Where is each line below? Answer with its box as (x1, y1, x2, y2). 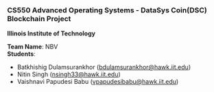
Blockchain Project (7, 14, 71, 23)
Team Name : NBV (7, 43, 58, 51)
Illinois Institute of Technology (7, 29, 96, 37)
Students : (7, 50, 36, 58)
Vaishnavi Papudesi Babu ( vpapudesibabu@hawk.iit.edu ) (16, 78, 179, 86)
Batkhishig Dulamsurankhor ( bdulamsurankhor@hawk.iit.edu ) (16, 63, 191, 72)
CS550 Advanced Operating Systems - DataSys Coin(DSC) (7, 5, 207, 15)
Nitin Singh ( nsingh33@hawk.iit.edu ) (16, 70, 121, 78)
